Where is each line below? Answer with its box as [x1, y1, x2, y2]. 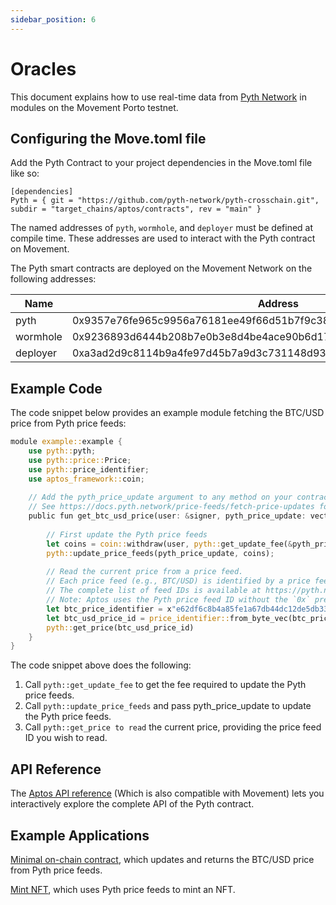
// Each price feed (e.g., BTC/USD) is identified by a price [46, 576, 311, 586]
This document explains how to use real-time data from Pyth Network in [10, 91, 307, 103]
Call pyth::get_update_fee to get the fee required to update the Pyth [24, 679, 307, 691]
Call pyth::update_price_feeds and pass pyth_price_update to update [24, 700, 312, 712]
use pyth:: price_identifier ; [28, 464, 150, 475]
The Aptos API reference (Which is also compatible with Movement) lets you [10, 787, 325, 800]
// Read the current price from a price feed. [46, 567, 244, 577]
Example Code [10, 380, 103, 397]
